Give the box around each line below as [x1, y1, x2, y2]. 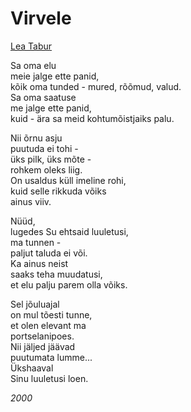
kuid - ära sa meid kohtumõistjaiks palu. [10, 112, 175, 124]
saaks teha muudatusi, [10, 268, 103, 280]
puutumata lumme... [10, 351, 93, 363]
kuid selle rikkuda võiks [10, 185, 107, 197]
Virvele [10, 7, 72, 30]
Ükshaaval [10, 362, 54, 374]
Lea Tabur [10, 40, 53, 52]
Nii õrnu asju [10, 132, 63, 144]
